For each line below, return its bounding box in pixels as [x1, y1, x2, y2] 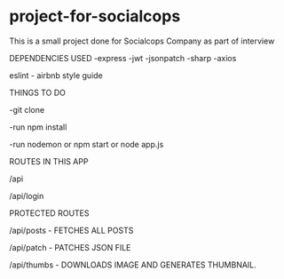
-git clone [9, 104, 45, 115]
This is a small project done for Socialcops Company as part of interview [9, 36, 275, 46]
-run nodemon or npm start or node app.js [9, 139, 164, 149]
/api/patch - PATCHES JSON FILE [9, 242, 131, 252]
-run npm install [9, 122, 67, 132]
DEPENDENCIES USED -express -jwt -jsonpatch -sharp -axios [9, 52, 237, 63]
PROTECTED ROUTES [9, 207, 90, 219]
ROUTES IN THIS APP [9, 155, 89, 166]
